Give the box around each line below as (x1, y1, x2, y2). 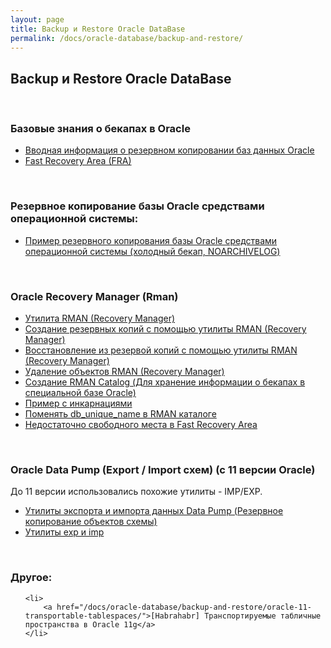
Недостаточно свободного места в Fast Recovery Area (24, 419, 258, 431)
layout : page (10, 14, 65, 25)
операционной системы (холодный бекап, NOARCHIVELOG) (24, 245, 281, 257)
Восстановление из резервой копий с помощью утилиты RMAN (24, 344, 298, 356)
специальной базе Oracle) (24, 387, 137, 399)
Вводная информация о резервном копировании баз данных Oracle (24, 144, 315, 156)
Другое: (10, 571, 53, 585)
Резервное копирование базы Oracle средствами (10, 199, 265, 213)
